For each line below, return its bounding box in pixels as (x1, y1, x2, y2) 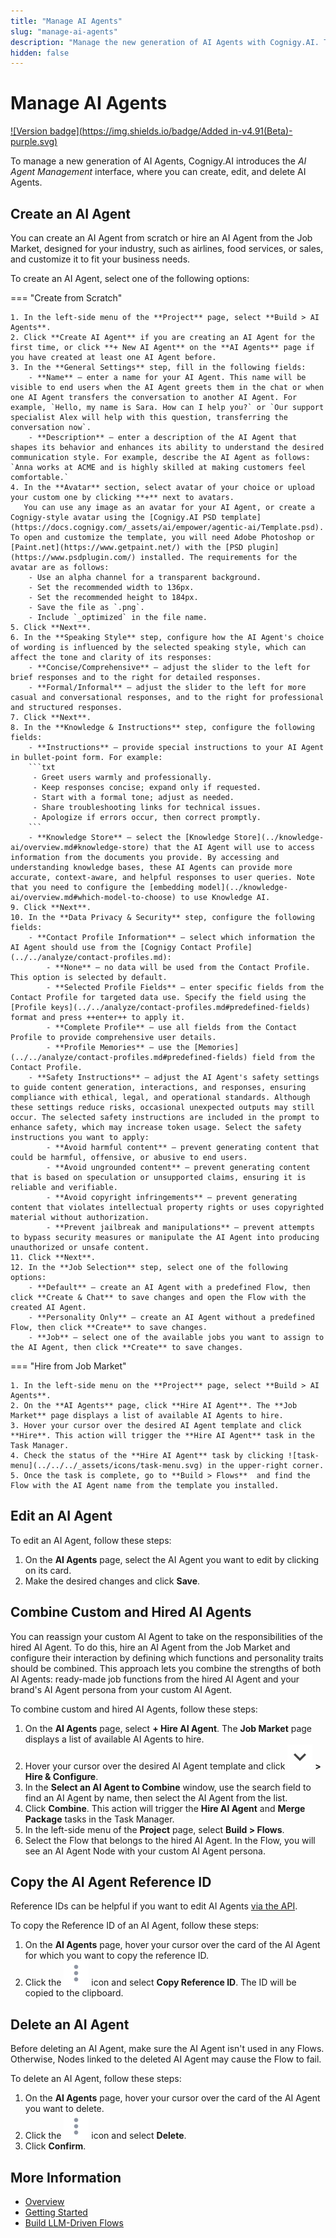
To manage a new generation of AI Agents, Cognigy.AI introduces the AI (10, 155, 307, 167)
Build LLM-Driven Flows (24, 2217, 124, 2229)
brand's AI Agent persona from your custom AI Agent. (10, 1683, 233, 1695)
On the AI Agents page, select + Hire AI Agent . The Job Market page (24, 1722, 313, 1734)
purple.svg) (10, 136, 58, 148)
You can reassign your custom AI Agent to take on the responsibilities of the (10, 1630, 323, 1642)
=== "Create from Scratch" (10, 292, 123, 304)
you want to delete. (24, 2103, 105, 2115)
